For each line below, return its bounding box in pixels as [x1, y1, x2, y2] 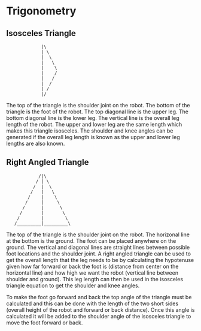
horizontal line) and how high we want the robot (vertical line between [6, 269, 178, 276]
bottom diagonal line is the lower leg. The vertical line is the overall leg [6, 115, 179, 121]
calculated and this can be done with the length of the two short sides [6, 300, 179, 307]
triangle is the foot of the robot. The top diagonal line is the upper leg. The [6, 108, 188, 115]
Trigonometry [6, 4, 77, 18]
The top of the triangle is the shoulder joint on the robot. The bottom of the [6, 102, 190, 109]
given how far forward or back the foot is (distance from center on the [6, 263, 179, 270]
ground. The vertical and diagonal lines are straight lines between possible [6, 243, 190, 251]
